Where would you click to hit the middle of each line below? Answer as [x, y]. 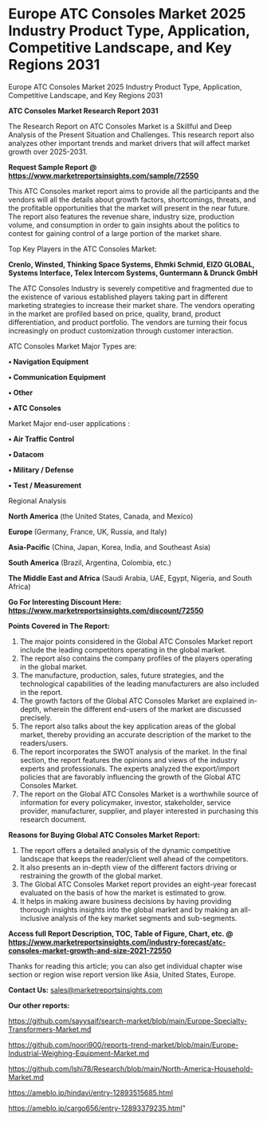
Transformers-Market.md [50, 1029]
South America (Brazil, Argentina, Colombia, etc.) [90, 562]
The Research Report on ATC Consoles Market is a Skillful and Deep [120, 126]
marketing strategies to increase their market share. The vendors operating [132, 305]
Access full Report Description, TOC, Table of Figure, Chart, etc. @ [121, 934]
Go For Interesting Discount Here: [65, 602]
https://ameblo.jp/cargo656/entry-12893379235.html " [97, 1108]
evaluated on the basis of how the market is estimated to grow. [123, 892]
